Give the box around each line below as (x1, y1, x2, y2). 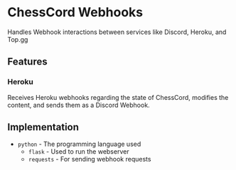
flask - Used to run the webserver (28, 147, 129, 156)
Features (7, 56, 48, 68)
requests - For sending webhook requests (28, 155, 151, 164)
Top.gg (7, 35, 28, 43)
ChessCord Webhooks (7, 4, 144, 21)
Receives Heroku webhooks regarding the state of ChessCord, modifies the (7, 93, 229, 101)
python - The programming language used (17, 140, 141, 149)
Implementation (7, 121, 80, 133)
